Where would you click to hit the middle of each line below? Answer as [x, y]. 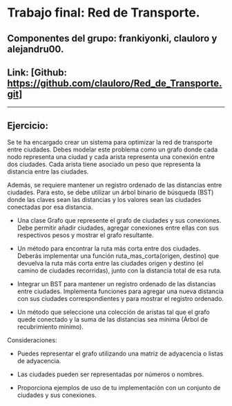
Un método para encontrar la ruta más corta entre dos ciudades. [109, 249]
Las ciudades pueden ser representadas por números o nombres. [110, 374]
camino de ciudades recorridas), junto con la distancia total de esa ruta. [119, 270]
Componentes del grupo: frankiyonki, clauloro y [112, 38]
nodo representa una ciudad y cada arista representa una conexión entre [111, 157]
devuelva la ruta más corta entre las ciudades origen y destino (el [110, 264]
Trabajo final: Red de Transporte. [104, 13]
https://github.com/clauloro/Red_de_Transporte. [115, 83]
